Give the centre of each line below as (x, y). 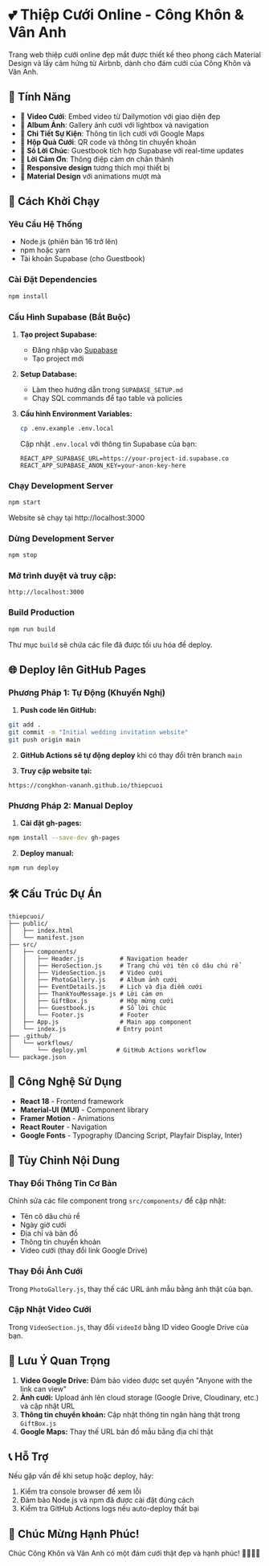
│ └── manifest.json (46, 938)
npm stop (23, 555)
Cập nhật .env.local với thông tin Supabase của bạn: (108, 444)
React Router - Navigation (63, 1126)
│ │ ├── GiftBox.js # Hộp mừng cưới (91, 1001)
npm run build (32, 629)
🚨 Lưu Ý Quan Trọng (59, 1361)
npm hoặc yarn (45, 250)
